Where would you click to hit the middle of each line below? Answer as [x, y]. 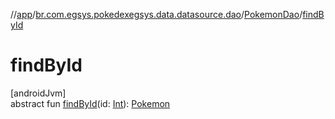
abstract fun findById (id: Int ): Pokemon [90, 103]
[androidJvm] [38, 93]
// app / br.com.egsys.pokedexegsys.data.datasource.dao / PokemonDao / [156, 14]
